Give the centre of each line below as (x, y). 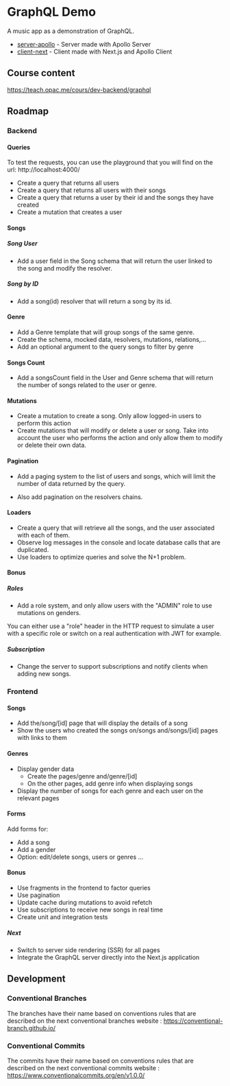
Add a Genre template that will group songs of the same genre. (106, 332)
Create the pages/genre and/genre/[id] (82, 776)
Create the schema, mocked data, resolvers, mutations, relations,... (112, 339)
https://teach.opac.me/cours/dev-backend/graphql (79, 89)
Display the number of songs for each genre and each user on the (110, 791)
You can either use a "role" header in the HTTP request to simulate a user (111, 626)
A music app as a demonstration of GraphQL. (71, 31)
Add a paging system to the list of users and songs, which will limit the (116, 476)
